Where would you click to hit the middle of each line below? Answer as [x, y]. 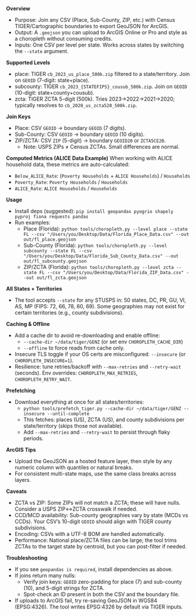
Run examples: [33, 222]
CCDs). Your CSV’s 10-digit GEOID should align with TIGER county [93, 521]
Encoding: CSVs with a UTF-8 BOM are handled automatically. [90, 534]
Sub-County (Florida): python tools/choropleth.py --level [95, 245]
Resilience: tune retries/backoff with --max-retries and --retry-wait [98, 367]
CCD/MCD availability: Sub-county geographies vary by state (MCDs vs [101, 515]
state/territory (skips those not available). [73, 426]
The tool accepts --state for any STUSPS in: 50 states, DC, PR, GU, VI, [100, 300]
